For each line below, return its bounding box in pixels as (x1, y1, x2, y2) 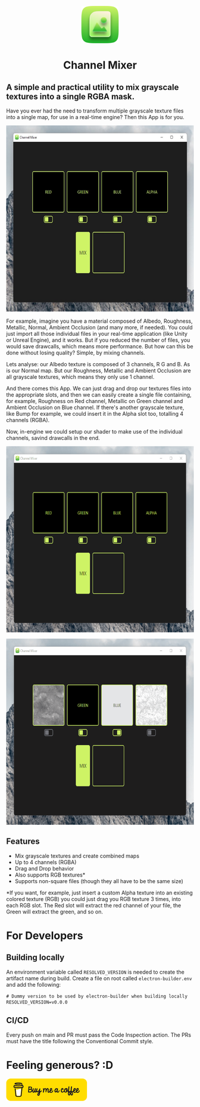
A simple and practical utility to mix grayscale (6, 82, 179, 92)
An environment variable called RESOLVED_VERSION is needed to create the (6, 968, 185, 975)
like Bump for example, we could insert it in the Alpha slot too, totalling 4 (6, 410, 184, 417)
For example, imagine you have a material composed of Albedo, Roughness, (6, 317, 193, 325)
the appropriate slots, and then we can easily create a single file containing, (6, 391, 192, 398)
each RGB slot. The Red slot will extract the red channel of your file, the (6, 902, 182, 909)
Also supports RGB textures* (14, 871, 86, 878)
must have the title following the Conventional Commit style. (6, 1037, 154, 1044)
